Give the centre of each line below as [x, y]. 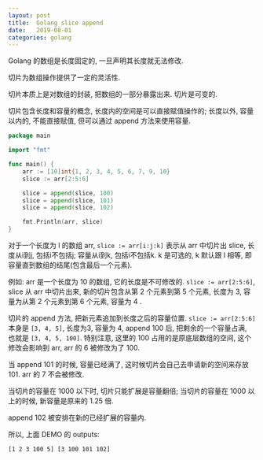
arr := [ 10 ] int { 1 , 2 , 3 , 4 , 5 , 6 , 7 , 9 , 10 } [96, 171]
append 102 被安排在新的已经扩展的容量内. [77, 417]
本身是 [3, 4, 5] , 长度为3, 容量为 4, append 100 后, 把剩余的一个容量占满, [128, 328]
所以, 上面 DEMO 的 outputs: [54, 434]
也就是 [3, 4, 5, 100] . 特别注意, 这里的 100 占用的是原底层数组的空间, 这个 [130, 338]
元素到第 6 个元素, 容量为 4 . [96, 301]
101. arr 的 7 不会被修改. [46, 374]
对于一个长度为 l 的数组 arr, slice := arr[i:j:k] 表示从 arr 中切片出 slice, [127, 245]
